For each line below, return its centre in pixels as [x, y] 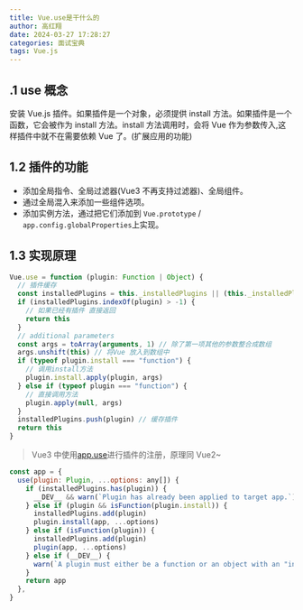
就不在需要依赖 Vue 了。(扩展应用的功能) [116, 135]
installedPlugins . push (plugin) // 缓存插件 [98, 420]
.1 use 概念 [39, 90]
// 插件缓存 [37, 285]
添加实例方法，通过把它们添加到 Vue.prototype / [111, 213]
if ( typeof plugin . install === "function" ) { [105, 361]
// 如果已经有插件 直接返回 [71, 311]
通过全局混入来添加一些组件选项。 [86, 202]
